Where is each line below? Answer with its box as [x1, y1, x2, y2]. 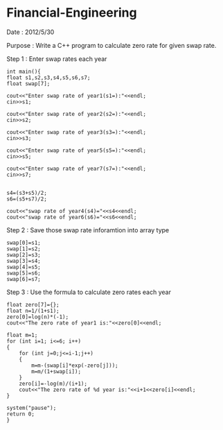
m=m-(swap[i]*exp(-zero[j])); [31, 362, 118, 369]
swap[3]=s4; [6, 257, 41, 264]
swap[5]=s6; [6, 269, 41, 277]
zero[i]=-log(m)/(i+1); [19, 380, 88, 387]
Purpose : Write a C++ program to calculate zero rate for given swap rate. [6, 41, 217, 49]
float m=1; [6, 332, 38, 338]
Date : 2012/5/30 [6, 28, 55, 36]
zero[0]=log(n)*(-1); [6, 313, 69, 320]
